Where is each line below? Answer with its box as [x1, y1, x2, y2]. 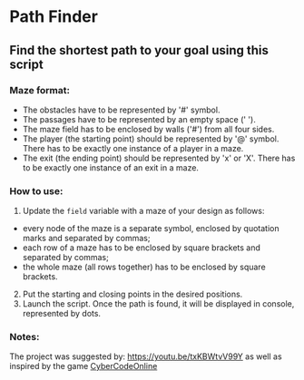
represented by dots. [22, 308, 102, 319]
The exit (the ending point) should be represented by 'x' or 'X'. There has [22, 152, 296, 163]
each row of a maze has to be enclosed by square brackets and [22, 242, 261, 253]
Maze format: [9, 83, 71, 96]
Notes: [9, 331, 40, 344]
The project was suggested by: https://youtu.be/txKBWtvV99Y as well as [9, 351, 283, 362]
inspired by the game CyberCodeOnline [9, 361, 158, 372]
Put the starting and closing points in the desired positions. [22, 288, 243, 300]
